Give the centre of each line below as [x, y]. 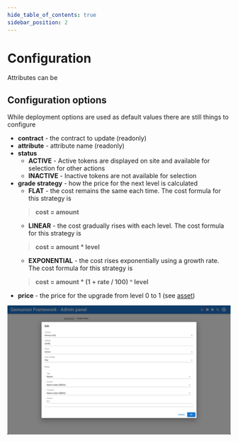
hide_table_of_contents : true [52, 15]
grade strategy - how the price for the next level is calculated [108, 183]
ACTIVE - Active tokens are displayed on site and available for [119, 161]
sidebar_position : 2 [38, 22]
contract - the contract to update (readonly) [82, 139]
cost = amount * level [68, 247]
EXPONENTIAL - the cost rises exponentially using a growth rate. [124, 261]
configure [22, 124]
